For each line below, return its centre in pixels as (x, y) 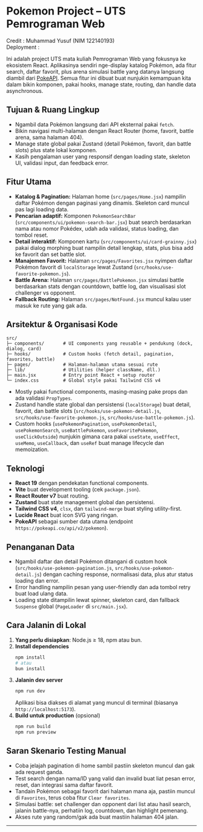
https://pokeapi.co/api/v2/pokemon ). (62, 528)
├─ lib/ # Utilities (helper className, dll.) (84, 370)
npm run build (33, 727)
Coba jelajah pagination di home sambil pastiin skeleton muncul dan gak (105, 766)
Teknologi (25, 468)
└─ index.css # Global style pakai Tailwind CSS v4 (84, 381)
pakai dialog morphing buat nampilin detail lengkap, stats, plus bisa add (104, 248)
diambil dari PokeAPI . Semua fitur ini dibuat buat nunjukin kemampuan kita (99, 78)
